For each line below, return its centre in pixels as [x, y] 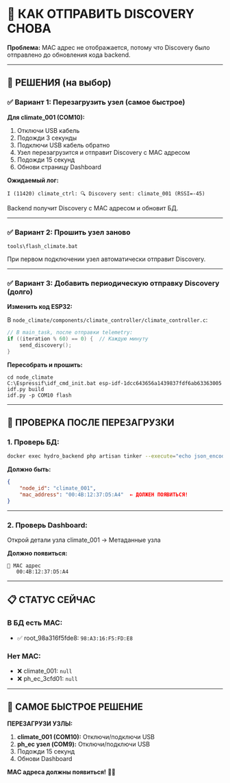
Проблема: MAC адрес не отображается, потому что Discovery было [108, 47]
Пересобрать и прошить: [45, 364]
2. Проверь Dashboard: [47, 525]
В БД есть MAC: [35, 623]
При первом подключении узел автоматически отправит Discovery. [106, 259]
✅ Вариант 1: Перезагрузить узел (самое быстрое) [96, 102]
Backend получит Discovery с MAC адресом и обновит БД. [93, 208]
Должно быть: [29, 469]
